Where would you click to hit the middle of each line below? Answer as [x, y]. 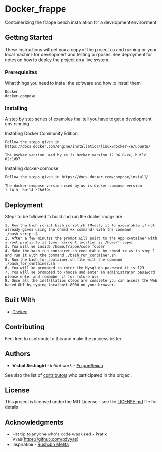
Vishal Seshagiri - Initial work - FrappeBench [57, 365]
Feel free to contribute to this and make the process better [63, 338]
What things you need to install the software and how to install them [73, 83]
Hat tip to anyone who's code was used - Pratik [59, 434]
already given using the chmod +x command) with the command [68, 230]
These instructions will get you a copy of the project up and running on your [81, 49]
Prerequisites [21, 72]
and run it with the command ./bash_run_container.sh [61, 255]
